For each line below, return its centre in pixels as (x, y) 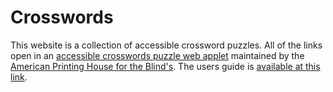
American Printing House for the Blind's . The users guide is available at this (165, 66)
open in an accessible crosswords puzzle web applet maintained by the (157, 55)
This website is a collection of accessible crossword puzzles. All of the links (166, 45)
